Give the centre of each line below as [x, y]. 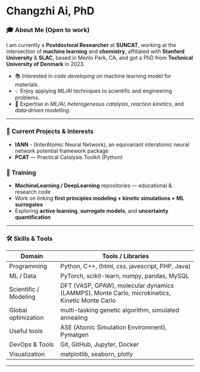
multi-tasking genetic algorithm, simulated [120, 310]
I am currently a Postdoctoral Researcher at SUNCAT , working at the [91, 45]
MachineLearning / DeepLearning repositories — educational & [93, 185]
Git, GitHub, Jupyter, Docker [100, 345]
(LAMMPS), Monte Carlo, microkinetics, [116, 293]
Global [18, 310]
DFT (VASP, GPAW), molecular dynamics [117, 286]
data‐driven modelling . [43, 110]
